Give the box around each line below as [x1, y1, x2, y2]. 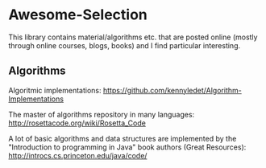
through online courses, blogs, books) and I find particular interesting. [8, 40, 241, 50]
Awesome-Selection [8, 6, 148, 24]
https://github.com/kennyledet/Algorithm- [102, 85, 242, 95]
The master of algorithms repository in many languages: [8, 109, 195, 119]
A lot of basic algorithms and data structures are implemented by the [8, 133, 237, 143]
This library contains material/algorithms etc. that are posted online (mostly [8, 32, 258, 42]
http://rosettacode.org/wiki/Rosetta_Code [8, 118, 147, 128]
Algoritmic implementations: [8, 85, 102, 95]
